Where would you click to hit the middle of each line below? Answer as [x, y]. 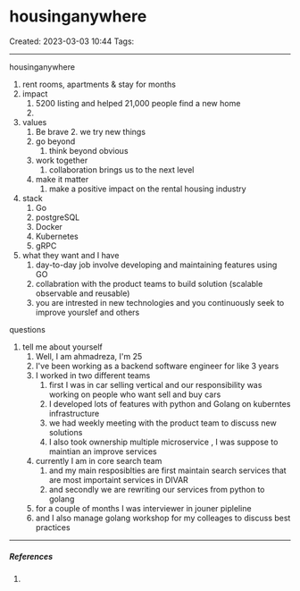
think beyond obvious [88, 150]
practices [53, 527]
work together [62, 160]
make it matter [62, 179]
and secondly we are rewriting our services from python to [157, 489]
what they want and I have [71, 255]
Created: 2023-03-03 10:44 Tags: [72, 41]
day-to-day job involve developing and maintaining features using [156, 265]
